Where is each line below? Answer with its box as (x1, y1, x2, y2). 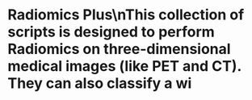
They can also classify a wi (7, 74, 192, 93)
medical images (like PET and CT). (7, 57, 241, 76)
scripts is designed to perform (7, 23, 215, 41)
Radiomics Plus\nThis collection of (7, 6, 245, 24)
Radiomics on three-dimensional (7, 40, 231, 58)
